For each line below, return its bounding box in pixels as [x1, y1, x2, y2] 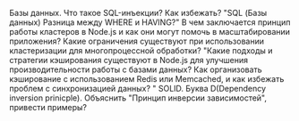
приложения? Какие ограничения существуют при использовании [9, 36, 264, 46]
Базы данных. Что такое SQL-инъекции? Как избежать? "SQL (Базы [9, 8, 268, 18]
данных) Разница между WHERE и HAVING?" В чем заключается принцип [9, 17, 291, 28]
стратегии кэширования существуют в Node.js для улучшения [9, 55, 249, 65]
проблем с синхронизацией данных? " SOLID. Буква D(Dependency [9, 84, 267, 93]
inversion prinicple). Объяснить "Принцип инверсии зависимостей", [9, 93, 267, 103]
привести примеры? [9, 102, 88, 112]
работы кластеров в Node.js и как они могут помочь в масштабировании [9, 27, 291, 36]
